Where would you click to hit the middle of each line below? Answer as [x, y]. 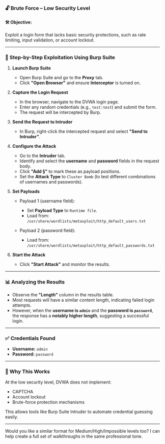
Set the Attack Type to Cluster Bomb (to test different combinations [87, 177]
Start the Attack [29, 255]
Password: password [33, 354]
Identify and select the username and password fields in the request [89, 161]
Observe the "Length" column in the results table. [63, 294]
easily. [12, 417]
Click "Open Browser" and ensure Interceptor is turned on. [80, 83]
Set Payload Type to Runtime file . [62, 211]
